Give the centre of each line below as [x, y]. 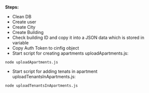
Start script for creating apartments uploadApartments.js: [70, 53]
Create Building [28, 32]
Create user [24, 22]
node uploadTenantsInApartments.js [42, 86]
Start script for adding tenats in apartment [55, 71]
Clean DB [22, 16]
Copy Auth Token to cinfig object [45, 48]
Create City [24, 27]
